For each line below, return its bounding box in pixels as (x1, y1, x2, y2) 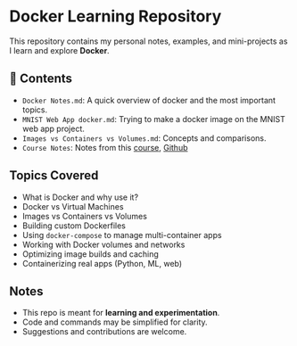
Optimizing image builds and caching (21, 248, 159, 259)
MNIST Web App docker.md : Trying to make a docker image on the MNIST (21, 113, 285, 124)
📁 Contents (9, 71, 73, 86)
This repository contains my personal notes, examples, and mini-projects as (9, 36, 288, 46)
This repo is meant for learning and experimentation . (21, 308, 220, 318)
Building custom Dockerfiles (21, 220, 127, 231)
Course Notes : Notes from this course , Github (21, 142, 188, 152)
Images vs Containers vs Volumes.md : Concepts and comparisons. (21, 132, 267, 144)
